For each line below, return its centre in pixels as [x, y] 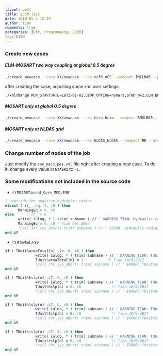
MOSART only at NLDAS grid [34, 129]
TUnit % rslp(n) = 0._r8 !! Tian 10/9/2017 [92, 341]
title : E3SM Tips [23, 14]
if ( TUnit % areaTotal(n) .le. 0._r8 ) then [50, 251]
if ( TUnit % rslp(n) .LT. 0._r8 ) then [44, 332]
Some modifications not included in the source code [68, 181]
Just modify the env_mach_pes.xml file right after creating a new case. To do [80, 164]
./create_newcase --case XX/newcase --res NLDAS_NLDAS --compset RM [76, 141]
